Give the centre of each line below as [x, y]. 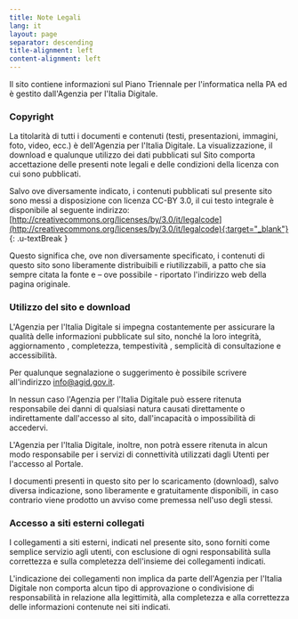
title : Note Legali [45, 17]
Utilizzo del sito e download [70, 307]
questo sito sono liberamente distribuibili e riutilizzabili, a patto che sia [138, 265]
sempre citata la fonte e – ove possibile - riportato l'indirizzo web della [138, 275]
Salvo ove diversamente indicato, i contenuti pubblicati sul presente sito [141, 191]
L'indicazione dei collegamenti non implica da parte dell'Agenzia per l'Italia [146, 578]
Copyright [32, 117]
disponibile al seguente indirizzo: [70, 210]
